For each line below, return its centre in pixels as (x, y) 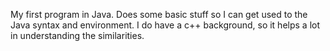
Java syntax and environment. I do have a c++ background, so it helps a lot (165, 25)
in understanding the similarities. (77, 35)
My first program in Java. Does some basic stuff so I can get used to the (159, 14)
